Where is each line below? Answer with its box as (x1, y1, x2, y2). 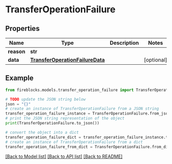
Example (5, 74, 34, 83)
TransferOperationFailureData (30, 57, 105, 63)
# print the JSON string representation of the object (5, 116, 125, 121)
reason (8, 48, 26, 55)
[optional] (143, 57, 167, 63)
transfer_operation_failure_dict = (5, 135, 81, 140)
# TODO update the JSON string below (5, 97, 86, 102)
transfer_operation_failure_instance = (5, 111, 91, 116)
